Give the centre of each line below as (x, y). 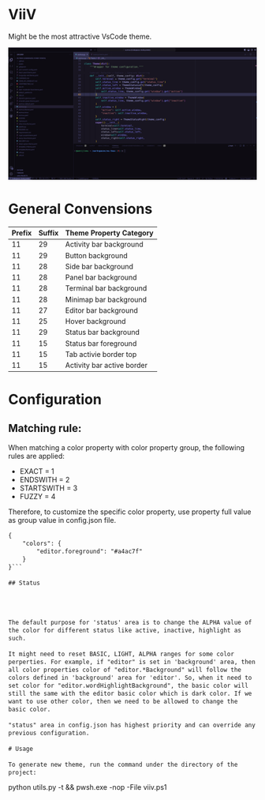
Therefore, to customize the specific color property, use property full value (130, 512)
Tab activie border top (101, 354)
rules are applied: (36, 456)
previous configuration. (49, 733)
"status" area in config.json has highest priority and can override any (132, 725)
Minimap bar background (106, 299)
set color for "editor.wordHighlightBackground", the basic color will (128, 685)
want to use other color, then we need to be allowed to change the (123, 701)
